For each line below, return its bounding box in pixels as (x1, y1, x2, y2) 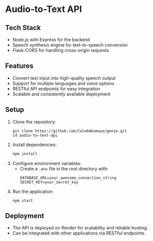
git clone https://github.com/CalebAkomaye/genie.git (12, 128, 127, 133)
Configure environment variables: (12, 160, 81, 166)
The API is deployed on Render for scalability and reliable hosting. (12, 225, 148, 231)
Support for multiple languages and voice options (12, 80, 114, 86)
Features (5, 61, 33, 70)
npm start (12, 198, 33, 203)
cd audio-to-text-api (12, 132, 57, 138)
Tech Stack (5, 23, 41, 32)
